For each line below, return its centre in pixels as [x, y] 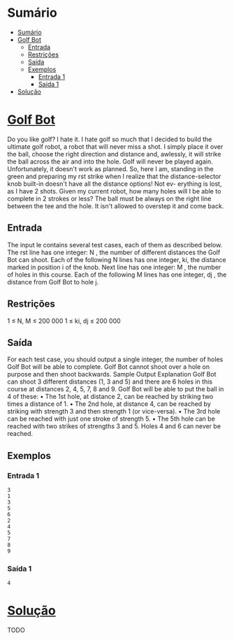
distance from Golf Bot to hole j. [53, 282]
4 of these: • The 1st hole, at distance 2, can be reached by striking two [110, 397]
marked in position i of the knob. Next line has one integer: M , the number [114, 267]
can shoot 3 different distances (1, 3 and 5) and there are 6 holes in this [110, 381]
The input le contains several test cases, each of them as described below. [115, 245]
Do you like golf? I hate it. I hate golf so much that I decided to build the [110, 139]
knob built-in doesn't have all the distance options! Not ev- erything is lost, [115, 184]
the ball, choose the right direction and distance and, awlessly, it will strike [114, 154]
